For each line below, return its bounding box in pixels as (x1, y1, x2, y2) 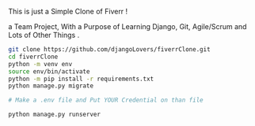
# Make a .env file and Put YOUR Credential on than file (8, 96, 204, 105)
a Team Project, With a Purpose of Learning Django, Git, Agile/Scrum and (8, 22, 247, 31)
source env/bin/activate (8, 67, 90, 76)
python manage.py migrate (8, 82, 93, 90)
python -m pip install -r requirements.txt (8, 75, 154, 83)
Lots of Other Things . (8, 31, 80, 39)
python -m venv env (8, 60, 73, 68)
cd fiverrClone (8, 53, 59, 61)
